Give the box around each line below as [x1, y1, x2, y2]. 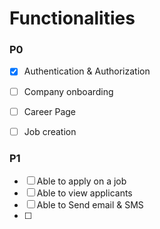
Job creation [23, 125, 77, 137]
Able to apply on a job [36, 175, 127, 187]
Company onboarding [23, 85, 114, 97]
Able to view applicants [36, 187, 133, 199]
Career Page [23, 105, 76, 117]
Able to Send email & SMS [36, 199, 144, 211]
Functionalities [9, 7, 136, 30]
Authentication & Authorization [23, 65, 151, 77]
